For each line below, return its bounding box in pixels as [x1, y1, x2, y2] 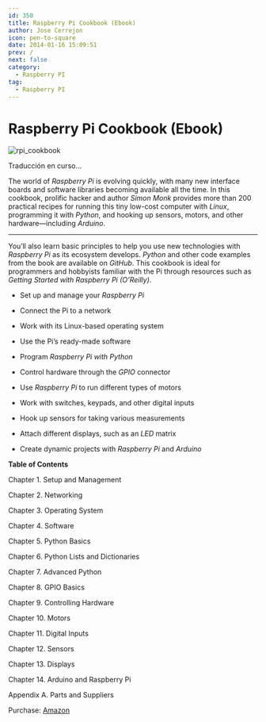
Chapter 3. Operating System [8, 505, 104, 516]
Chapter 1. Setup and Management [8, 475, 122, 485]
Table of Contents [8, 459, 69, 469]
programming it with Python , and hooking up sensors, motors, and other [8, 210, 244, 220]
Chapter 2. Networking [8, 490, 83, 500]
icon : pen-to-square [8, 33, 77, 42]
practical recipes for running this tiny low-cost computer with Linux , [8, 202, 230, 211]
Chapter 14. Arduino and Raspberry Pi [8, 675, 131, 685]
